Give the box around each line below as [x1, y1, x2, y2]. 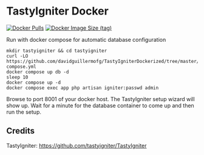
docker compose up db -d [6, 68, 69, 75]
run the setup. [6, 108, 41, 116]
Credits [6, 126, 35, 136]
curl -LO [6, 53, 29, 59]
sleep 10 [6, 74, 29, 80]
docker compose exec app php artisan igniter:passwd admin [6, 85, 159, 91]
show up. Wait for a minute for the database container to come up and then [6, 102, 194, 109]
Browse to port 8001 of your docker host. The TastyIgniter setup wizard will [6, 95, 195, 102]
